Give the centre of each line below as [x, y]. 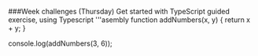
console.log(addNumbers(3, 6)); [60, 43]
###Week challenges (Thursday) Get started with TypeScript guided [119, 11]
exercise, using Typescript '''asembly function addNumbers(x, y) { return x [129, 20]
